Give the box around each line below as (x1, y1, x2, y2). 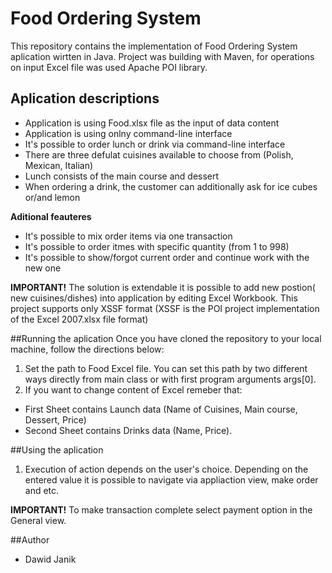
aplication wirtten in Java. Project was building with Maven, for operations (10, 50, 315, 62)
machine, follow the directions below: (10, 343, 165, 355)
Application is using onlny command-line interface (24, 127, 233, 139)
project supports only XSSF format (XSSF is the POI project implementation (10, 302, 320, 314)
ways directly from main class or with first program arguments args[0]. (24, 373, 317, 385)
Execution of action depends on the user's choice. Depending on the (24, 463, 309, 475)
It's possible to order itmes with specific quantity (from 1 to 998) (24, 240, 290, 252)
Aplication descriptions (10, 90, 160, 107)
